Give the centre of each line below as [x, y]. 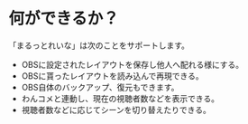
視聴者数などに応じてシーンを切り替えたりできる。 [116, 110]
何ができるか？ [64, 19]
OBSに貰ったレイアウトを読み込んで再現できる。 [112, 76]
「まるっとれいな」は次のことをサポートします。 [99, 45]
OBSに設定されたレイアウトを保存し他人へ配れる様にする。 [133, 64]
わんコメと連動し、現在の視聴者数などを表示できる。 [120, 98]
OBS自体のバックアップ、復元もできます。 [100, 87]
